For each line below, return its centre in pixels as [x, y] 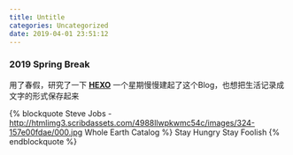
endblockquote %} [43, 141]
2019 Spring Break [50, 64]
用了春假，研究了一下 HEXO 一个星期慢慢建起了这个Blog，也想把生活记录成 [147, 85]
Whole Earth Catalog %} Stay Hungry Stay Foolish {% [182, 132]
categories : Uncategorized [59, 26]
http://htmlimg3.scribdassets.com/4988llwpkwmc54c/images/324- [132, 122]
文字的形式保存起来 [44, 96]
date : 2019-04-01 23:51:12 [59, 33]
